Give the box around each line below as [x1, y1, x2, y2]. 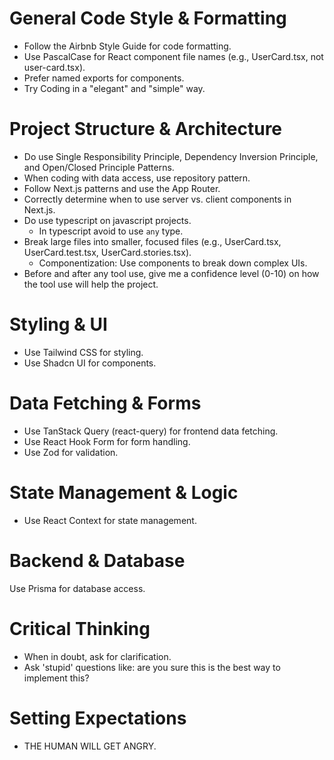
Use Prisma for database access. [9, 582, 146, 594]
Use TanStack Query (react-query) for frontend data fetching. [23, 425, 279, 437]
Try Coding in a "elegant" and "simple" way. [23, 82, 206, 94]
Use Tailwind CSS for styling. [23, 346, 144, 358]
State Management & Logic [9, 481, 239, 504]
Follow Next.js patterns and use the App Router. [23, 182, 221, 194]
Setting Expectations [9, 707, 187, 729]
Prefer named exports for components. [23, 72, 185, 84]
